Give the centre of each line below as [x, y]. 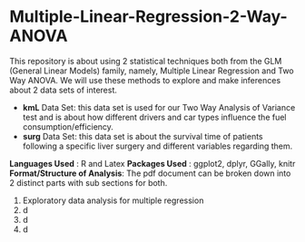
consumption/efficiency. [68, 126]
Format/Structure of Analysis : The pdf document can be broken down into [150, 173]
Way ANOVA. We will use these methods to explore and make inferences [145, 80]
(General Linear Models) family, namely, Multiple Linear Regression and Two [152, 71]
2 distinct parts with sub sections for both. [89, 182]
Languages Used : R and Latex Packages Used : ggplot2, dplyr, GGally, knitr [152, 163]
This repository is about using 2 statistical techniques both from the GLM [146, 61]
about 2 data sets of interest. [64, 90]
